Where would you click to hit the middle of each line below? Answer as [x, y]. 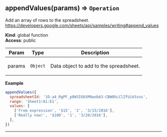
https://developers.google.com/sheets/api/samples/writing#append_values [82, 25]
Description [95, 53]
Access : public [21, 40]
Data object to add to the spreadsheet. [95, 66]
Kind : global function [27, 35]
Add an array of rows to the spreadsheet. [47, 20]
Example [14, 83]
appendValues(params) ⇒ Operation [62, 8]
